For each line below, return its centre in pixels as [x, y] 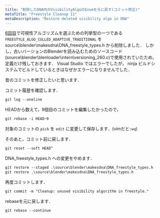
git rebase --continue [28, 210]
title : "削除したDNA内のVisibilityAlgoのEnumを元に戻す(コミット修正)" [72, 10]
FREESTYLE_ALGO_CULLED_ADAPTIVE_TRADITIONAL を [53, 39]
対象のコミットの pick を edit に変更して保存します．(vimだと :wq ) [71, 129]
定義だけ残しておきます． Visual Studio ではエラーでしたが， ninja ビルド [78, 63]
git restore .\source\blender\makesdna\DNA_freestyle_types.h [69, 172]
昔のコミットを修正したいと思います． [43, 80]
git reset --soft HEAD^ [29, 149]
